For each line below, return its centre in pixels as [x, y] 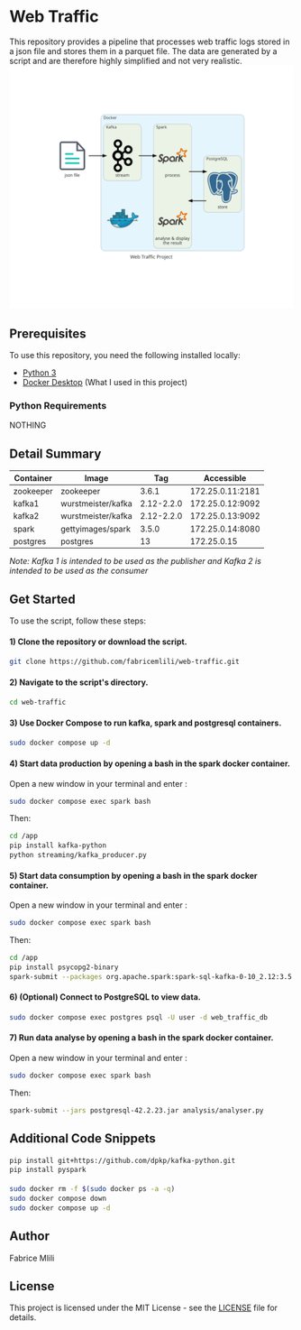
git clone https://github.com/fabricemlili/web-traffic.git [125, 662]
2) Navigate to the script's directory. [79, 682]
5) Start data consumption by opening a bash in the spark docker [134, 875]
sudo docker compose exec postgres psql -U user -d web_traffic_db [139, 1017]
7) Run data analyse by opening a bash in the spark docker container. [141, 1038]
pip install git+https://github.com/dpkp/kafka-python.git [123, 1160]
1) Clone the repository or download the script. [98, 642]
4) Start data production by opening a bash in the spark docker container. [150, 763]
